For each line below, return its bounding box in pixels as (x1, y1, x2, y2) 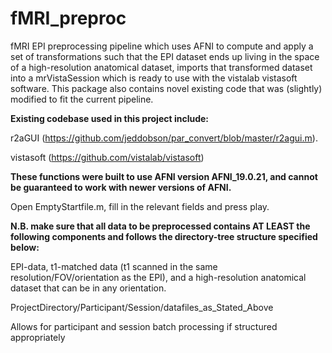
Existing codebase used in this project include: (10, 112, 210, 124)
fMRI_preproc (10, 7, 127, 30)
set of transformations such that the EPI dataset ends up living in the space (10, 50, 320, 62)
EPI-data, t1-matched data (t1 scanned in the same (10, 260, 218, 272)
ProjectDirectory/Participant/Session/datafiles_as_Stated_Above (10, 301, 274, 313)
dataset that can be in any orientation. (10, 282, 167, 294)
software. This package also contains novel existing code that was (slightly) (10, 82, 323, 94)
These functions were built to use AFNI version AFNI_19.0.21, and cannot (10, 170, 318, 182)
